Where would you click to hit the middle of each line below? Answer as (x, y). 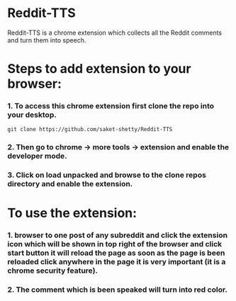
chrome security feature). (52, 271)
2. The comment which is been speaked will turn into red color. (118, 290)
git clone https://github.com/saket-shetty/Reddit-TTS (90, 130)
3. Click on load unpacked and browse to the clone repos (107, 175)
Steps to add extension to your (99, 69)
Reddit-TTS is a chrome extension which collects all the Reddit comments (115, 33)
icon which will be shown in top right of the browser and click (115, 244)
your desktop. (32, 115)
